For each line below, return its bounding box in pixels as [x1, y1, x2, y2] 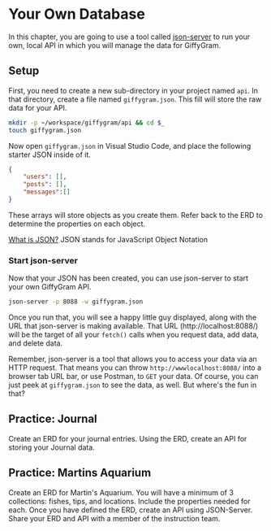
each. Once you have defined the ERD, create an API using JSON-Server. [8, 505, 253, 515]
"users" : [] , [23, 172, 67, 181]
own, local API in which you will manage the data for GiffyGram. [8, 40, 222, 50]
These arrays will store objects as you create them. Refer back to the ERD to [8, 210, 264, 220]
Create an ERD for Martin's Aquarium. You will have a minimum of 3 [8, 487, 234, 497]
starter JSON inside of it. [8, 150, 91, 159]
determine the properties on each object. [8, 219, 146, 229]
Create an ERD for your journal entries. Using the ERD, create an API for [8, 433, 247, 443]
